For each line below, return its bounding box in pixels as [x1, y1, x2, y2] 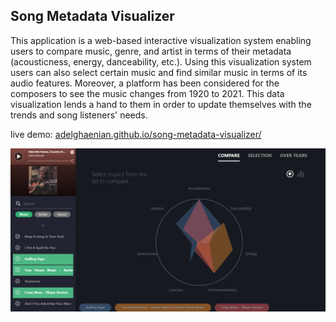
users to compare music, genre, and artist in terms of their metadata [10, 45, 292, 57]
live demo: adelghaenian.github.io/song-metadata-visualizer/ [10, 128, 262, 140]
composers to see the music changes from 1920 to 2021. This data [10, 87, 285, 99]
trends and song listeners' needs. [10, 109, 148, 121]
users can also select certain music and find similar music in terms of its [10, 66, 308, 78]
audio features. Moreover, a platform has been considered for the [10, 77, 280, 89]
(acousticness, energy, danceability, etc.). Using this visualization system [10, 55, 312, 68]
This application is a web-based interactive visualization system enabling [10, 34, 312, 46]
